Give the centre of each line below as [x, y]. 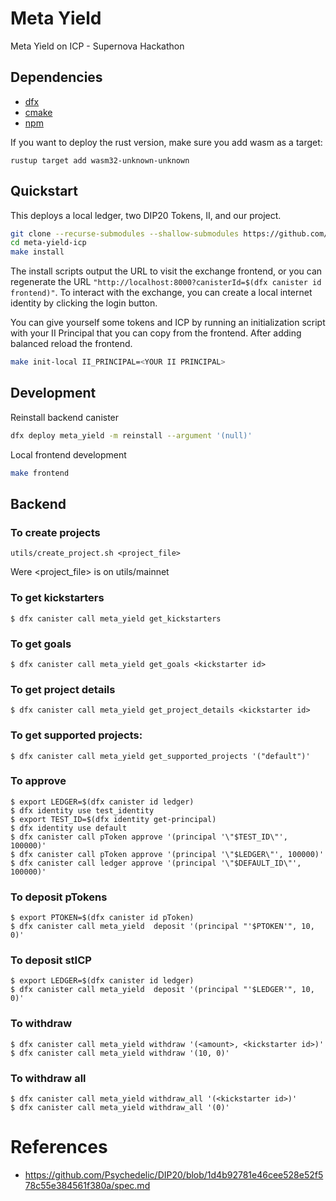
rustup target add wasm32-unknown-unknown [100, 160]
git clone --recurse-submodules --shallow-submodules [125, 233]
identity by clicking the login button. [84, 303]
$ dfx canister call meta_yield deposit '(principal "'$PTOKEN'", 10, [162, 927]
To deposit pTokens [59, 897]
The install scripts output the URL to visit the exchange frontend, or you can [166, 271]
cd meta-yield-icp [48, 243]
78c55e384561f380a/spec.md [87, 1185]
